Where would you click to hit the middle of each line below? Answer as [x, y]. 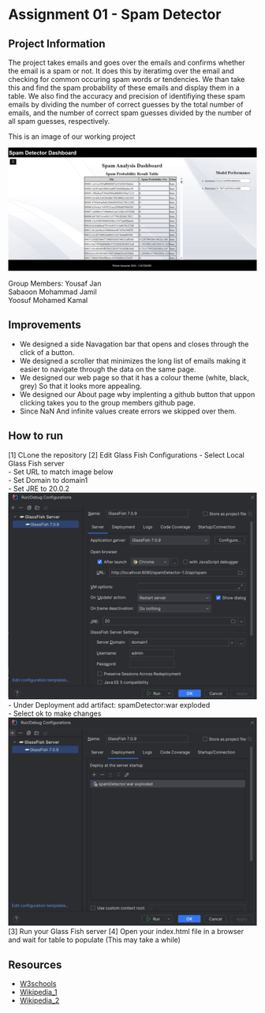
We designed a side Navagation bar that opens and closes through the [134, 344]
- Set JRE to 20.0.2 [39, 488]
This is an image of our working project [72, 136]
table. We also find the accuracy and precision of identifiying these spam [127, 96]
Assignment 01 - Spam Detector [115, 15]
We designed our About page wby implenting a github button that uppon [137, 394]
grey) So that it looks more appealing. [80, 386]
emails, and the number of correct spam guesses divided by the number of [130, 113]
